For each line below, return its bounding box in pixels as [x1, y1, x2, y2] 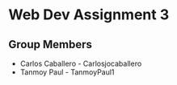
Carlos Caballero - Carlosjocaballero [19, 59, 142, 68]
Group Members [8, 38, 93, 51]
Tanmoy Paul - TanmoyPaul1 [19, 67, 115, 77]
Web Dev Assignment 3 [8, 6, 170, 24]
